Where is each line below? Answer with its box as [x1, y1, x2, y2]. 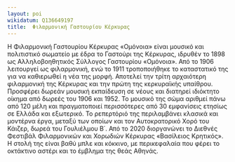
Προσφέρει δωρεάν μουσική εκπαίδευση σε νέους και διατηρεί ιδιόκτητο [7, 87, 220, 95]
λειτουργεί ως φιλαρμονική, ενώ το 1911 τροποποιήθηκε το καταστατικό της [7, 65, 229, 74]
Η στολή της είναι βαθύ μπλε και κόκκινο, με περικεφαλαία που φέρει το [7, 140, 220, 148]
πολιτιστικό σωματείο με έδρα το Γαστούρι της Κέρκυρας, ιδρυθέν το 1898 [7, 50, 226, 58]
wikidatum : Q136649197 [7, 17, 74, 24]
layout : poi [7, 10, 42, 18]
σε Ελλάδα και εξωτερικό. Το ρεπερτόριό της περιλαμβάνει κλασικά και [7, 109, 219, 118]
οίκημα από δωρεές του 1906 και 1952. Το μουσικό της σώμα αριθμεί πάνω [7, 95, 226, 103]
